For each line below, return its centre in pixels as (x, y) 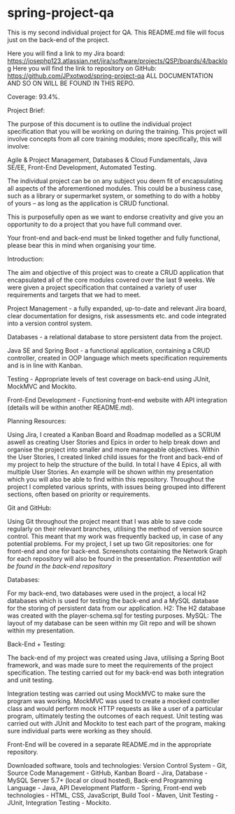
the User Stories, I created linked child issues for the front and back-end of (115, 456)
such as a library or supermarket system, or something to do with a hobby (114, 196)
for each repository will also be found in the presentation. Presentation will (114, 558)
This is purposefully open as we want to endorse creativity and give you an (115, 217)
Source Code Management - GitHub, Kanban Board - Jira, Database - (107, 773)
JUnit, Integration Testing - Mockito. (59, 802)
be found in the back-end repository (59, 566)
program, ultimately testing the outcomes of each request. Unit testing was (115, 716)
